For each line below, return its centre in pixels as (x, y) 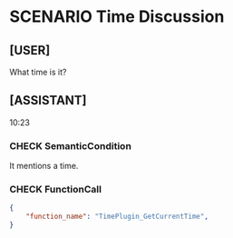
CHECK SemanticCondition (70, 145)
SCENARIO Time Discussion (117, 17)
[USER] (30, 50)
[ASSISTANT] (49, 100)
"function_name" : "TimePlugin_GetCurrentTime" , (117, 217)
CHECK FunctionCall (56, 190)
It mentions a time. (44, 166)
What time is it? (38, 72)
